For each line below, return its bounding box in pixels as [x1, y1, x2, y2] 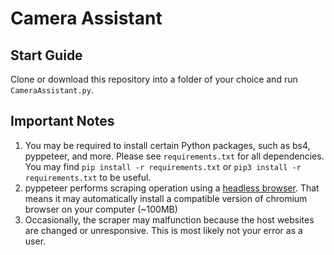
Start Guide [10, 47, 83, 64]
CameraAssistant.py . [10, 84, 94, 96]
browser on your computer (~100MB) [24, 203, 178, 215]
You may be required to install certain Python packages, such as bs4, [24, 139, 311, 151]
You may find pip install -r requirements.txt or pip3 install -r [24, 160, 302, 172]
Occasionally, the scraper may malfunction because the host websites [24, 213, 315, 226]
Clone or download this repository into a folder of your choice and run [10, 73, 298, 85]
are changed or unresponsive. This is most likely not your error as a [24, 224, 303, 236]
